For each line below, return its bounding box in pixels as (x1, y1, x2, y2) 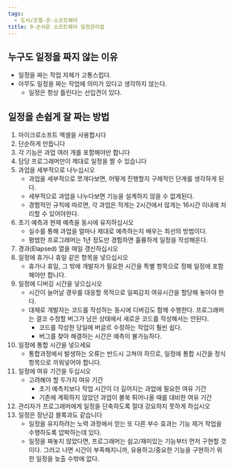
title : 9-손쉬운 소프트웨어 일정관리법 (8, 23, 105, 30)
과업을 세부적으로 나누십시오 (17, 166, 96, 174)
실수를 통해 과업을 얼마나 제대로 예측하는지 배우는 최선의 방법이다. (28, 227, 208, 235)
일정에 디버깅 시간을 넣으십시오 (17, 279, 103, 288)
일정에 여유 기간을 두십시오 (17, 367, 91, 375)
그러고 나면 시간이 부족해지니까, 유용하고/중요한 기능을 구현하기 (43, 446, 216, 454)
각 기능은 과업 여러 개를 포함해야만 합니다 (17, 148, 130, 156)
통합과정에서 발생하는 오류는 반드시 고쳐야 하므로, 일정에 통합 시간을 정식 (28, 349, 226, 358)
